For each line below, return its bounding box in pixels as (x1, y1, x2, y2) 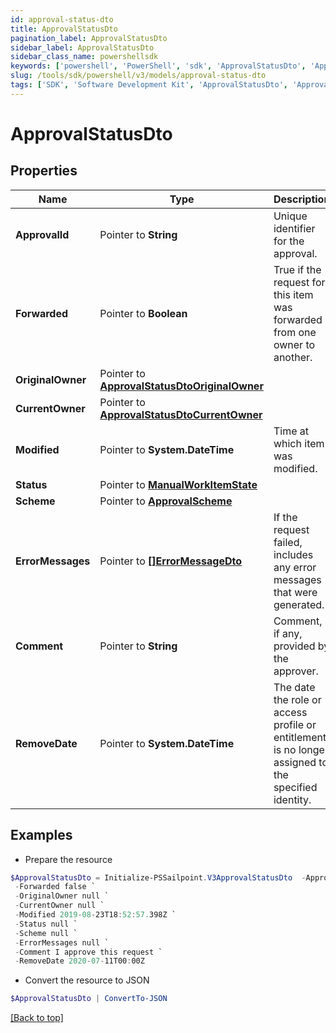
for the (273, 234, 305, 248)
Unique (273, 209, 308, 223)
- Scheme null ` (14, 928, 78, 938)
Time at (273, 424, 309, 438)
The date (273, 680, 316, 694)
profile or (273, 717, 317, 731)
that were (273, 585, 318, 599)
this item (273, 287, 314, 301)
